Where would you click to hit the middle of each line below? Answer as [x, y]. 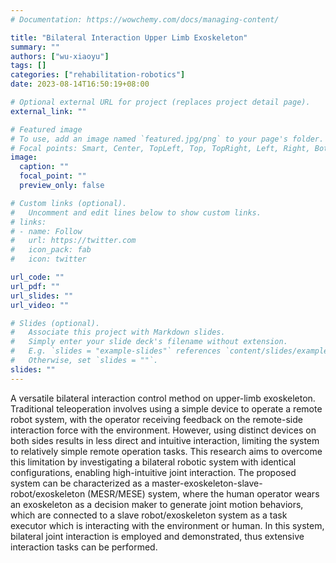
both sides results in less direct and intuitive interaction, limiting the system [165, 440]
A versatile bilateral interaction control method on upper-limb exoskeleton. [163, 398]
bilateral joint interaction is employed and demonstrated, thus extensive [157, 536]
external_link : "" [48, 111]
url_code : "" [37, 277]
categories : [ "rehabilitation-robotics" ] [98, 75]
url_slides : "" [42, 296]
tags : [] [28, 66]
